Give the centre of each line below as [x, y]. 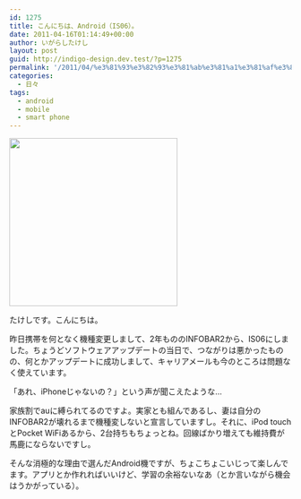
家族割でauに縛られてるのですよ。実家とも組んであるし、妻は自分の [135, 411]
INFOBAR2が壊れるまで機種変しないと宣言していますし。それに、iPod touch [150, 422]
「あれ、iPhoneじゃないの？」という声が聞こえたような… [116, 391]
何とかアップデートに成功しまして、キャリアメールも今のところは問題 [154, 361]
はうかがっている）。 [47, 486]
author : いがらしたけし [49, 43]
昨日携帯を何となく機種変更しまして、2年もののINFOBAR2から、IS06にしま [149, 339]
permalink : [30, 68]
